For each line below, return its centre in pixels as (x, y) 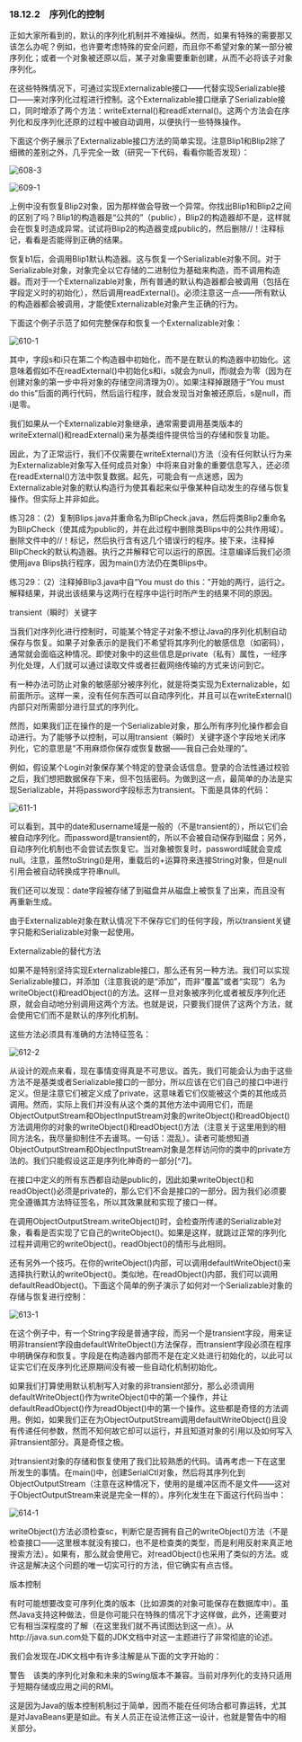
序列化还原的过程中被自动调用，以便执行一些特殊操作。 (142, 122)
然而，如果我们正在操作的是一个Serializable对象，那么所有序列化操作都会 (145, 726)
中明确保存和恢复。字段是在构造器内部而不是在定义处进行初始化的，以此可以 (151, 1355)
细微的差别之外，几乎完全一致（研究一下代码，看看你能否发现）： (129, 152)
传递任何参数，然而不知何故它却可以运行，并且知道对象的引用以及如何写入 (155, 1431)
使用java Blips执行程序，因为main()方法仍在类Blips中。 (111, 563)
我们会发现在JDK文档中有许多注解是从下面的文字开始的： (115, 1657)
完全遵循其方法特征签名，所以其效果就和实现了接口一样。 (115, 1203)
